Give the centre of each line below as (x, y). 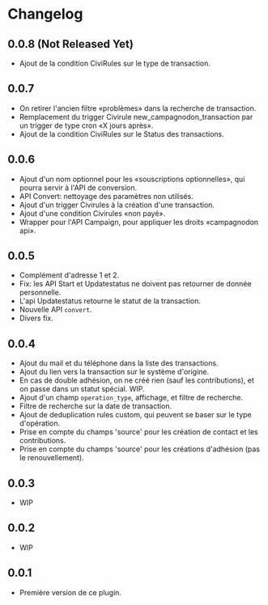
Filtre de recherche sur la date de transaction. (96, 406)
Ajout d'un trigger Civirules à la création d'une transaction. (117, 205)
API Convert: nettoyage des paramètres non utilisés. (106, 196)
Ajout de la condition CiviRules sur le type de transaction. (115, 63)
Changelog (45, 14)
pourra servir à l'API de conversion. (78, 188)
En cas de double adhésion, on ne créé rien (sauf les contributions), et (136, 380)
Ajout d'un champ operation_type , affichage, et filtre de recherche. (131, 398)
